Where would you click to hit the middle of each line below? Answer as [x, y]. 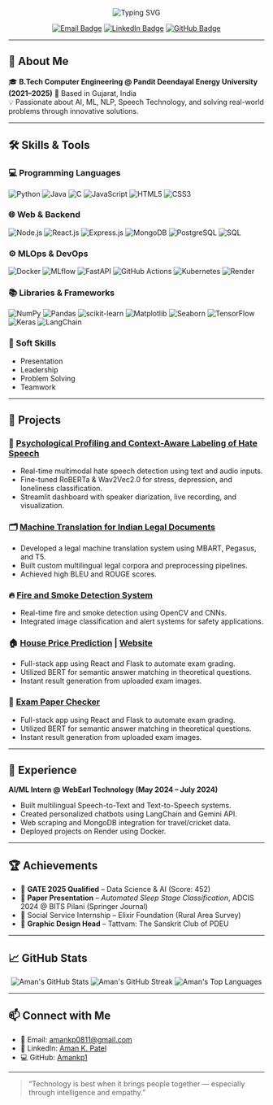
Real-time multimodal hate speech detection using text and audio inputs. [141, 471]
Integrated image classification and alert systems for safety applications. [142, 621]
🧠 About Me [39, 61]
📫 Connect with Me [60, 1016]
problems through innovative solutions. [74, 111]
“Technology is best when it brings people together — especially [136, 1083]
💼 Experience [43, 770]
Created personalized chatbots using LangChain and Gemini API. [129, 814]
